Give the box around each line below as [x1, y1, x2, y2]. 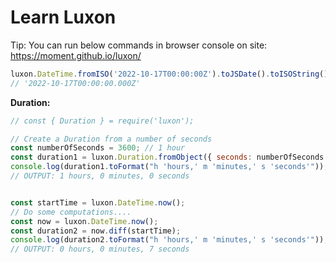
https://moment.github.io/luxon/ [10, 49, 142, 61]
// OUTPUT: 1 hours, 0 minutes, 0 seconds [10, 171, 190, 181]
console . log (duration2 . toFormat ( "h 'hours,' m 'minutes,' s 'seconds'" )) [10, 235, 325, 245]
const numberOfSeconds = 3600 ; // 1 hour [10, 143, 186, 153]
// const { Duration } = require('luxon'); [10, 116, 195, 126]
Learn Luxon [10, 6, 117, 29]
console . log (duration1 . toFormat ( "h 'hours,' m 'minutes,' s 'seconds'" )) [10, 162, 325, 172]
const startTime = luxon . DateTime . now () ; [10, 197, 186, 208]
